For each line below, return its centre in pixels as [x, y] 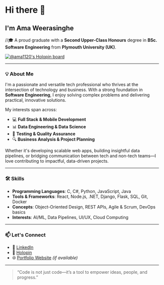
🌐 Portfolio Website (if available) [45, 258]
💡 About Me [19, 74]
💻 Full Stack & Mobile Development [49, 119]
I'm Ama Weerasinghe [40, 28]
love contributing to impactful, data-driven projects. [57, 161]
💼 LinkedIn [23, 247]
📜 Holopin [22, 252]
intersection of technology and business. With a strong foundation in [74, 90]
